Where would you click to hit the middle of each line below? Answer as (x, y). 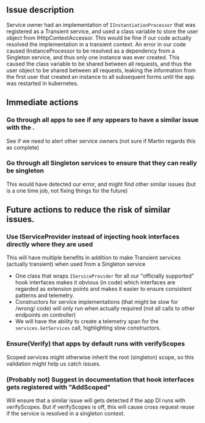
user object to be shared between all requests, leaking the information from (101, 70)
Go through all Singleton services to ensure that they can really (102, 163)
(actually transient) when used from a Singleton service (76, 264)
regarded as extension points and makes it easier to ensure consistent (103, 289)
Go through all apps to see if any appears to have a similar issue (103, 120)
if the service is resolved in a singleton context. (66, 414)
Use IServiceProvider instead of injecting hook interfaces (93, 237)
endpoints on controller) (45, 315)
